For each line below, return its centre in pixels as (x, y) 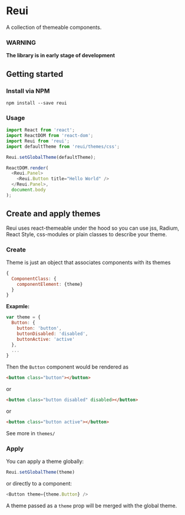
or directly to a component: (39, 484)
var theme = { (24, 317)
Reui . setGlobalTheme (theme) (41, 472)
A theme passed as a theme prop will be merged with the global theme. (92, 506)
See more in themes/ (31, 433)
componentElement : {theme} (50, 284)
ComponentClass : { (34, 279)
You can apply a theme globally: (45, 461)
